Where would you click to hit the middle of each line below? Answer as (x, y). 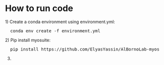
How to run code (39, 8)
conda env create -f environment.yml (55, 31)
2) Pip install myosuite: (28, 40)
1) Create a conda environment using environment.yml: (60, 22)
